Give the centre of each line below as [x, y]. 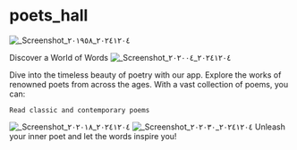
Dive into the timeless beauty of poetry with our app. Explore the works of [145, 75]
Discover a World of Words [59, 57]
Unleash [270, 127]
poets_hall [49, 16]
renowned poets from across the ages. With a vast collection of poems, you [149, 84]
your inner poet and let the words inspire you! [93, 136]
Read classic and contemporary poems [80, 110]
